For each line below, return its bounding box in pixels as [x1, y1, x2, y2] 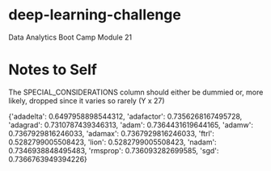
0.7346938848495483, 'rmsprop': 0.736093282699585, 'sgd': [8, 145, 219, 155]
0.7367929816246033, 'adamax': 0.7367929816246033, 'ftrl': [8, 128, 214, 138]
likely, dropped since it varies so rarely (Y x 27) [8, 95, 165, 106]
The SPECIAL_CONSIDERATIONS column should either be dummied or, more [8, 87, 264, 97]
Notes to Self [8, 60, 98, 79]
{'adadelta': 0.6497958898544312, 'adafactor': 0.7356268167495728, [8, 111, 243, 121]
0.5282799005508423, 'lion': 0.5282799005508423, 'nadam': [8, 137, 217, 147]
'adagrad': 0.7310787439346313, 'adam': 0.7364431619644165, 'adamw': [8, 119, 253, 130]
